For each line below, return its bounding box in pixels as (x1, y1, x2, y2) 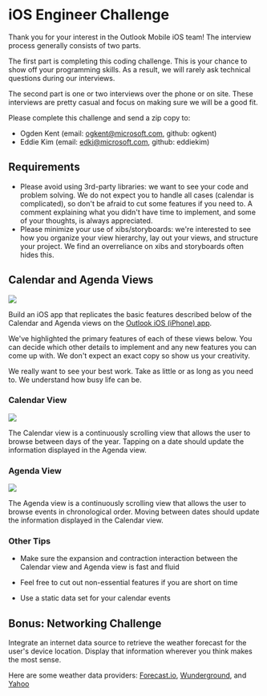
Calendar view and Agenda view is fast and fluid (19, 562, 180, 572)
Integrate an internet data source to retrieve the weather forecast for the (8, 638, 247, 648)
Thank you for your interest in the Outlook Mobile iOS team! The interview (8, 32, 252, 42)
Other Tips (8, 535, 51, 547)
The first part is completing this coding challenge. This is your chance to (8, 56, 248, 66)
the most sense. (8, 655, 62, 665)
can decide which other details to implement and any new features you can (8, 342, 257, 352)
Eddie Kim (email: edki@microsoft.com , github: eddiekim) (19, 136, 210, 146)
